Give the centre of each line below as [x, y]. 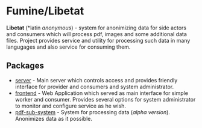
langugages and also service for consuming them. [68, 47]
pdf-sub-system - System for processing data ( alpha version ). [93, 112]
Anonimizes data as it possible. [53, 118]
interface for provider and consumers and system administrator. [94, 87]
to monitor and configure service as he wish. [71, 106]
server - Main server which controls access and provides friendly [96, 80]
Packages [25, 66]
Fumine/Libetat [45, 11]
